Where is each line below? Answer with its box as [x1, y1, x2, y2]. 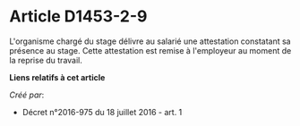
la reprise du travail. [9, 55, 83, 65]
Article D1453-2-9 [9, 6, 148, 27]
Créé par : [9, 89, 45, 100]
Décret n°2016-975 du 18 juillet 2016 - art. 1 [21, 106, 183, 117]
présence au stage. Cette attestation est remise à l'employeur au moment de [9, 45, 292, 55]
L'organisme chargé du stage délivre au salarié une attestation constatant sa [9, 36, 291, 46]
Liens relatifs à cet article [9, 71, 106, 82]
